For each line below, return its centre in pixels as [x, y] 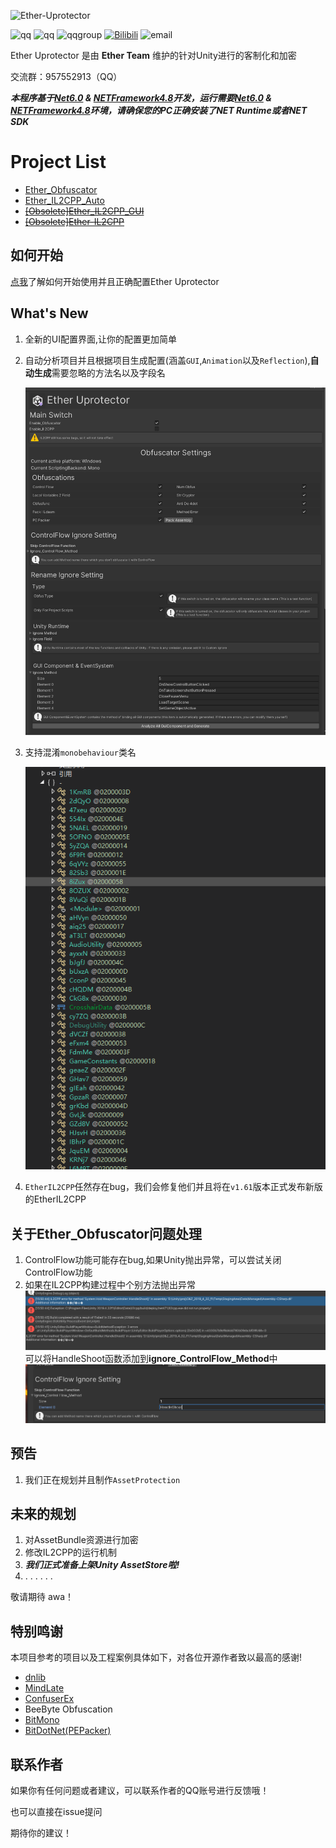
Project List [58, 162]
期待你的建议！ [41, 1832]
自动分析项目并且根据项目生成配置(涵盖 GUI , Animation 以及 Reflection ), [167, 360]
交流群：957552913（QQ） [66, 76]
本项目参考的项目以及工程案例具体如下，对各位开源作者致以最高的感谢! [156, 1657]
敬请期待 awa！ [42, 1597]
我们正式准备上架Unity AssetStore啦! [102, 1565]
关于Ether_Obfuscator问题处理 [106, 1233]
